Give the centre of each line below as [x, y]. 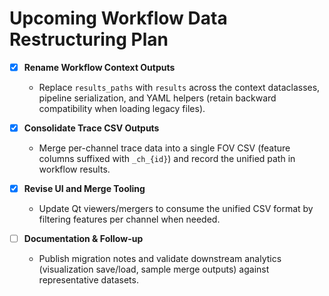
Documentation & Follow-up [83, 239]
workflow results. [74, 169]
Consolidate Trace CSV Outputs [91, 128]
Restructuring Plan [89, 39]
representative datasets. [88, 280]
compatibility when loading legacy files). [122, 108]
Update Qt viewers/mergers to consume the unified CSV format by [176, 209]
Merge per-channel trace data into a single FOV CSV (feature [164, 148]
